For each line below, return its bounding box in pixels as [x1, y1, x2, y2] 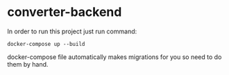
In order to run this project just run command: [7, 27, 137, 35]
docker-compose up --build [7, 40, 85, 47]
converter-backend [7, 4, 122, 20]
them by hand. [7, 60, 49, 68]
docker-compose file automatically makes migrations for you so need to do [7, 53, 222, 61]
